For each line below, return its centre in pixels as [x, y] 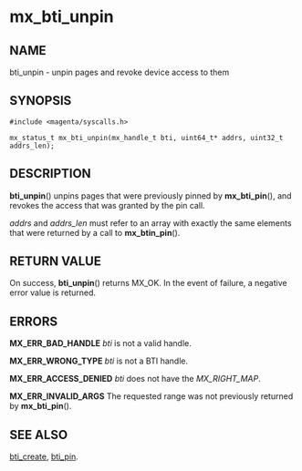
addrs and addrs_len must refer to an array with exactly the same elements [151, 223]
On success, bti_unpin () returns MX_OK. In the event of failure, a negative [148, 283]
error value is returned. [53, 292]
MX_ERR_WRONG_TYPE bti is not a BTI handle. [99, 361]
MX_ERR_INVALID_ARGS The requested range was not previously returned [151, 396]
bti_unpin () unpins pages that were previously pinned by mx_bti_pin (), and [151, 195]
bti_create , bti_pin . [44, 456]
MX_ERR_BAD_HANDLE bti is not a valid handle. [100, 343]
